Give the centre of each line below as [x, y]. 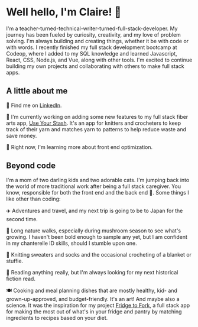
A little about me [37, 91]
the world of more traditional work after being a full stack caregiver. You [94, 186]
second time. [22, 219]
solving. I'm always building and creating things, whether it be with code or [98, 41]
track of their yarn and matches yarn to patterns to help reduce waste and [96, 129]
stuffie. [15, 261]
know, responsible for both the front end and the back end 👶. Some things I [98, 192]
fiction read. [21, 279]
